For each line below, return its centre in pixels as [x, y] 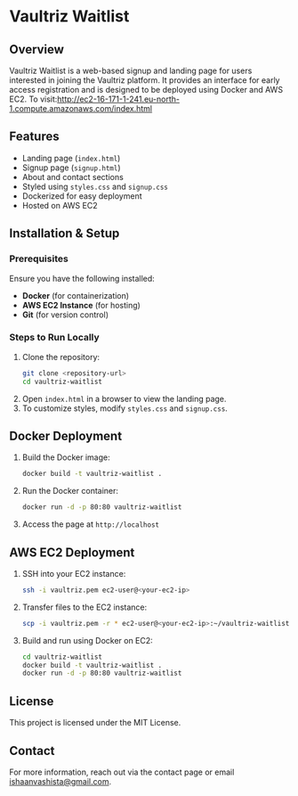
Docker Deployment [66, 435]
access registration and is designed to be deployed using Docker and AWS [146, 90]
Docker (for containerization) [76, 295]
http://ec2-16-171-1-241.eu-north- [119, 99]
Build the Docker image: [66, 457]
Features [34, 137]
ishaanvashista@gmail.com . [60, 781]
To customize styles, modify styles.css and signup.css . [125, 408]
